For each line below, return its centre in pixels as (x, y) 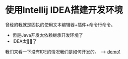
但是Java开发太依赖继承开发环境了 (48, 35)
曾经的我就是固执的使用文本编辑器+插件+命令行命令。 (60, 25)
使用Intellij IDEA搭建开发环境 (64, 10)
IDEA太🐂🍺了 (25, 41)
